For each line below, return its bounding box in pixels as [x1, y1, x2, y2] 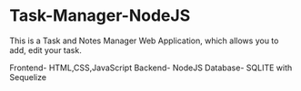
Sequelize [9, 71, 47, 82]
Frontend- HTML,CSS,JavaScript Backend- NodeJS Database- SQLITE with [9, 62, 293, 73]
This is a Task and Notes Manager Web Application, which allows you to [9, 35, 279, 46]
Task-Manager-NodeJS [9, 5, 191, 26]
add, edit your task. [9, 44, 82, 55]
